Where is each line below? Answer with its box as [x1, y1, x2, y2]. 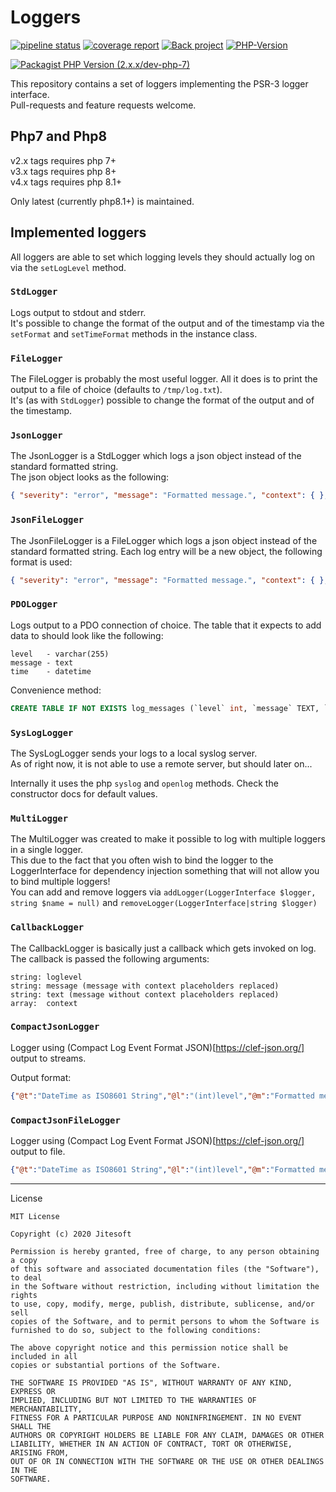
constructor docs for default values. [10, 787, 158, 800]
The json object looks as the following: [10, 471, 169, 483]
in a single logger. [10, 844, 84, 856]
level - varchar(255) [10, 649, 110, 659]
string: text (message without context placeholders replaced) [10, 989, 280, 1000]
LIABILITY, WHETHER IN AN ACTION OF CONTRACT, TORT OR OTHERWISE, [10, 1439, 293, 1449]
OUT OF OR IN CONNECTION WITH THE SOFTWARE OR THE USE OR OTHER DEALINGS [10, 1456, 325, 1466]
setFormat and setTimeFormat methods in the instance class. [10, 327, 258, 340]
